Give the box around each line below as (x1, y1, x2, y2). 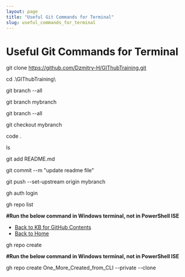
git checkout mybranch (6, 121, 62, 128)
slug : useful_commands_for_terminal (6, 19, 96, 25)
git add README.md (6, 155, 55, 162)
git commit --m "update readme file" (6, 167, 95, 174)
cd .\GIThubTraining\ (6, 76, 56, 83)
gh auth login (6, 189, 38, 197)
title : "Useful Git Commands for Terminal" (6, 14, 115, 20)
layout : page (6, 8, 38, 15)
